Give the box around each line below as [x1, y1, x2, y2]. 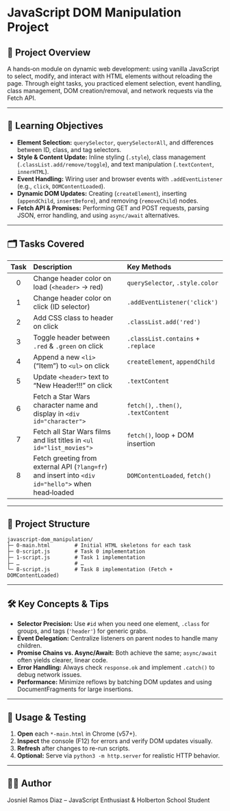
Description [33, 262, 73, 271]
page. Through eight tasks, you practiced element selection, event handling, [7, 79, 222, 87]
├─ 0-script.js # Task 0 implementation [7, 548, 146, 556]
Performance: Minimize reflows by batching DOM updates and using [16, 678, 212, 686]
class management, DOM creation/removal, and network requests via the [7, 87, 214, 95]
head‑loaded [33, 488, 75, 497]
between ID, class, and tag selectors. [16, 145, 122, 153]
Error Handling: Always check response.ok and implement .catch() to [16, 663, 215, 672]
